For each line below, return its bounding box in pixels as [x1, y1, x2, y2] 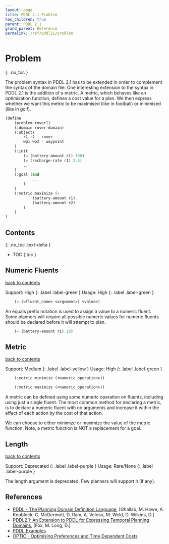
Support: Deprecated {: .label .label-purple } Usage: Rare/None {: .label [5, 463, 153, 469]
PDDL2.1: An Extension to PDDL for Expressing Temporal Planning [12, 517, 150, 523]
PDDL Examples [12, 527, 46, 533]
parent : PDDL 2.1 [5, 21, 42, 27]
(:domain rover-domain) [14, 125, 65, 130]
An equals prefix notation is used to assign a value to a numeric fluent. [5, 308, 152, 314]
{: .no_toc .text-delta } [5, 242, 51, 248]
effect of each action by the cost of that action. [5, 410, 103, 416]
